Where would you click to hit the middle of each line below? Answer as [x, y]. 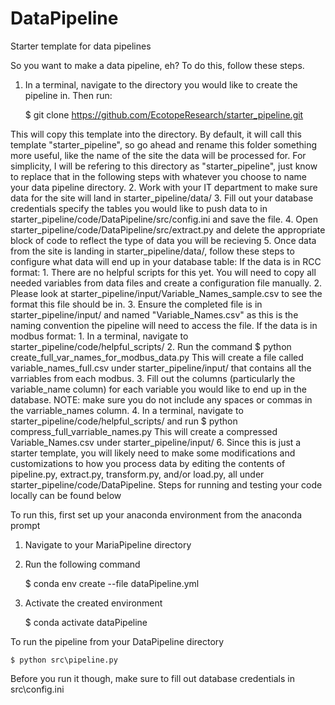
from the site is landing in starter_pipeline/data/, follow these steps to [152, 251]
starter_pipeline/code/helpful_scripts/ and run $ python [124, 421]
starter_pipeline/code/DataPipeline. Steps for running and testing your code [166, 484]
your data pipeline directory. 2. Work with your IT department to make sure [164, 187]
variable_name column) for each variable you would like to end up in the [158, 389]
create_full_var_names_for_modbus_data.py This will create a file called [157, 357]
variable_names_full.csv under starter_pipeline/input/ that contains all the [161, 368]
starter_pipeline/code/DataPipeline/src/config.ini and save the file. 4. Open [164, 219]
